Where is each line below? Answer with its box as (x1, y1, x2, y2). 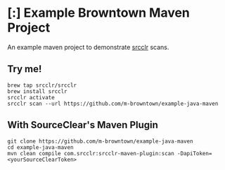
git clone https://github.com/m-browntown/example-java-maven (7, 138, 193, 145)
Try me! (7, 63, 42, 75)
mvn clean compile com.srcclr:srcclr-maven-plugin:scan (7, 150, 174, 157)
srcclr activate (7, 94, 55, 101)
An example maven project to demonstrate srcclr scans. (7, 43, 169, 51)
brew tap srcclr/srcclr (7, 82, 77, 89)
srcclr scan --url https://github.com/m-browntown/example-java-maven (7, 100, 219, 107)
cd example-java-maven (7, 143, 74, 151)
